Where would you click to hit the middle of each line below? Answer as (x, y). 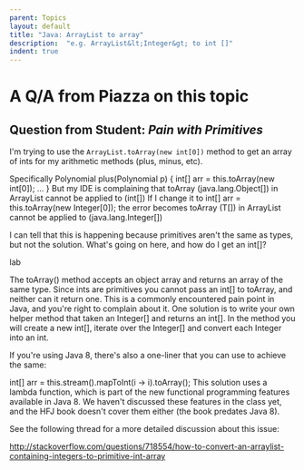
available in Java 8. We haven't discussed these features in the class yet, (146, 402)
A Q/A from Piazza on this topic (129, 97)
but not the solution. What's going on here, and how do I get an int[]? (138, 245)
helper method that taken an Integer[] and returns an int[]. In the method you (152, 318)
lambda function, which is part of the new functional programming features (150, 392)
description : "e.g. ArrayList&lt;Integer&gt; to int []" (121, 43)
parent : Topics (38, 18)
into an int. (29, 338)
